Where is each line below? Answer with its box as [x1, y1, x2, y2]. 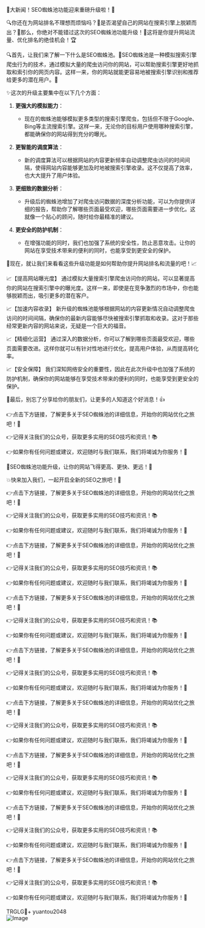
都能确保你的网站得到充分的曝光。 [24, 130, 110, 137]
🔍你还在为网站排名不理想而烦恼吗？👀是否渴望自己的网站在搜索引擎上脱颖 [6, 19, 192, 26]
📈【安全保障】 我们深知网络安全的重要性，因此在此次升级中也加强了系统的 [6, 366, 195, 372]
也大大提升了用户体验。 [24, 172, 84, 179]
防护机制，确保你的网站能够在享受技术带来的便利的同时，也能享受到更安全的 [6, 375, 199, 382]
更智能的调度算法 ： [15, 143, 64, 151]
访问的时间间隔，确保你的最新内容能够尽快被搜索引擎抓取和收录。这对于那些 [6, 315, 199, 322]
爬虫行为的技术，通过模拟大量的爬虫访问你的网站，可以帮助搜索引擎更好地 [6, 61, 193, 68]
